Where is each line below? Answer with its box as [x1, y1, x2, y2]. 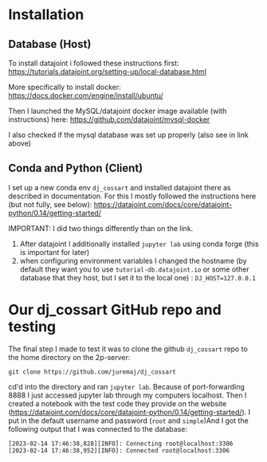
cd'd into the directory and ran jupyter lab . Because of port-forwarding [8, 382, 245, 391]
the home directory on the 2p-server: [8, 352, 131, 362]
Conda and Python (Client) [8, 162, 143, 175]
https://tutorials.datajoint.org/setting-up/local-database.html [8, 67, 207, 76]
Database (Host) [8, 37, 92, 51]
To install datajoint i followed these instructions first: [8, 58, 179, 68]
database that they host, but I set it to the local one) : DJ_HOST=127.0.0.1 [19, 272, 257, 282]
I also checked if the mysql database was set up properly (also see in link [8, 130, 249, 139]
